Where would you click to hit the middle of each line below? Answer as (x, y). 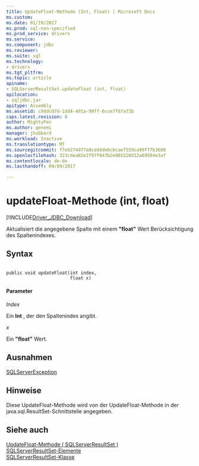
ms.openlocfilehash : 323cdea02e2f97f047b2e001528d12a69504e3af (86, 155)
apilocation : (22, 95)
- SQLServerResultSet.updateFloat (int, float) (66, 89)
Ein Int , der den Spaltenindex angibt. (51, 316)
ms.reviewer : (22, 51)
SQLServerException (32, 371)
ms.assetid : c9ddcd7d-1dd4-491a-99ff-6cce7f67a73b (70, 111)
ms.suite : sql (24, 56)
